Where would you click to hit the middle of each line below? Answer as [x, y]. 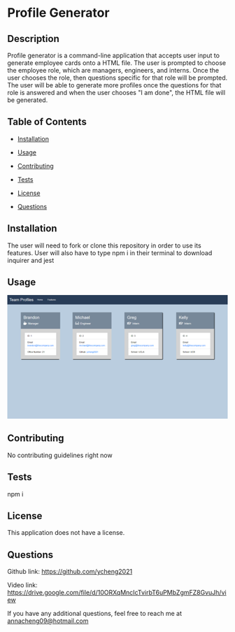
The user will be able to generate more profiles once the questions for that [114, 85]
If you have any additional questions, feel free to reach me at [94, 614]
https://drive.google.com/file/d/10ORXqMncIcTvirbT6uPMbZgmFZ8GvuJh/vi [117, 593]
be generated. [28, 100]
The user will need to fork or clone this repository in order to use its [104, 245]
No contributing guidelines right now [60, 455]
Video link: [22, 585]
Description [33, 39]
